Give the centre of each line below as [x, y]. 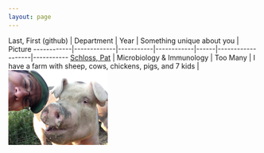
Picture [20, 49]
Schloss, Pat [91, 57]
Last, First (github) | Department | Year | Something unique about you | [124, 41]
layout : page [30, 17]
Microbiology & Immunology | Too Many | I [186, 57]
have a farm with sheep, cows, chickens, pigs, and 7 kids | [104, 66]
